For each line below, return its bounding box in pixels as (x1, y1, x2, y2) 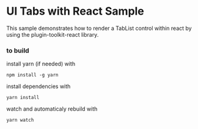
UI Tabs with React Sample (6, 4, 145, 18)
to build (6, 46, 29, 54)
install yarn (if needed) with (6, 60, 75, 68)
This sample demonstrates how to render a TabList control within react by (6, 24, 192, 32)
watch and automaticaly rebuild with (6, 105, 98, 112)
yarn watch (6, 117, 34, 123)
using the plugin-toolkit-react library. (6, 31, 99, 38)
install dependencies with (6, 83, 71, 90)
